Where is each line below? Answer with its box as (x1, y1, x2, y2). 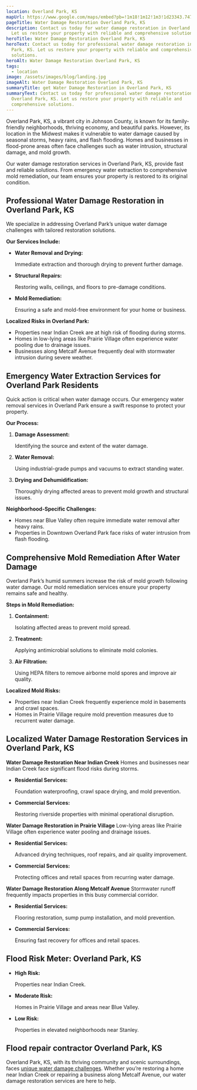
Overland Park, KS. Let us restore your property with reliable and (11, 96, 182, 102)
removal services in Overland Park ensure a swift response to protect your (6, 402, 186, 409)
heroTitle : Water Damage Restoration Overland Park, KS (6, 36, 145, 42)
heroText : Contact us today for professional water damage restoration (6, 42, 185, 48)
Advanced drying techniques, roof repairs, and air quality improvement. (14, 851, 188, 858)
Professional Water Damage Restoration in (6, 195, 164, 205)
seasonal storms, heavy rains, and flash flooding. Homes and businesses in (6, 136, 189, 143)
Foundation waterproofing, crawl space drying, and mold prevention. (14, 788, 181, 795)
